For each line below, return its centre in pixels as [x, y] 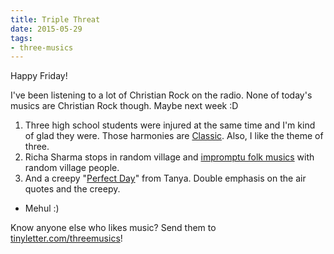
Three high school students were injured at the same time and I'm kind [170, 125]
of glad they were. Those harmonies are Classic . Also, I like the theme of [174, 136]
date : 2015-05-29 [46, 29]
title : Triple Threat [55, 19]
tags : [21, 38]
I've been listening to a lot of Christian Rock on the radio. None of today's [161, 95]
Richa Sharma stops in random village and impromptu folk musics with [169, 157]
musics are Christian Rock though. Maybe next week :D [124, 106]
